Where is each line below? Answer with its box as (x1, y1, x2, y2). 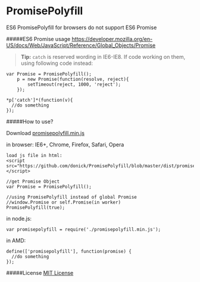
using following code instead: (20, 59, 93, 67)
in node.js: (6, 215, 32, 222)
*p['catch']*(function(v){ (6, 97, 73, 103)
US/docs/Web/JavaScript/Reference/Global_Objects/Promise (6, 42, 156, 49)
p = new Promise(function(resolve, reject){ (17, 76, 129, 82)
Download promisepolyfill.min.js (6, 129, 85, 136)
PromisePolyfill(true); (6, 204, 65, 211)
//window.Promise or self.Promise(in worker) (6, 199, 121, 205)
